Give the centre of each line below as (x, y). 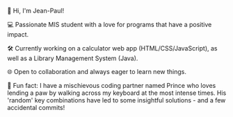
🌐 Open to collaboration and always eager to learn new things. (97, 72)
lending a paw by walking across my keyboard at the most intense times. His (117, 93)
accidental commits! (36, 108)
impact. (18, 34)
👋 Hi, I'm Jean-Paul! (36, 11)
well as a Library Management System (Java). (73, 58)
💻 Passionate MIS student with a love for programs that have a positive (110, 25)
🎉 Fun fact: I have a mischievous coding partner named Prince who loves (112, 85)
